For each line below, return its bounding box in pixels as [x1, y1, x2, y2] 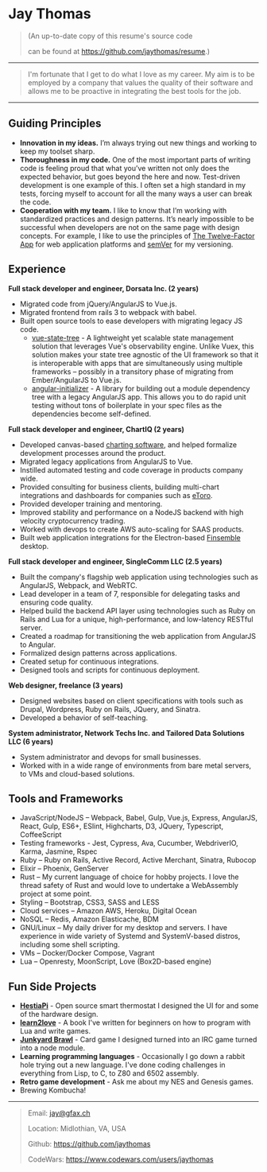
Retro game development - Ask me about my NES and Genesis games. [19, 1077, 254, 1087]
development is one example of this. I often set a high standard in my [19, 180, 246, 189]
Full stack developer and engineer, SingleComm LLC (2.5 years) [8, 556, 222, 566]
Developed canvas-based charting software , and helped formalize [19, 439, 237, 450]
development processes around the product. [19, 448, 166, 458]
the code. [19, 197, 52, 207]
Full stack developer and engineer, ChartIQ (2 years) [8, 424, 185, 434]
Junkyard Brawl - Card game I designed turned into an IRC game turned [19, 1035, 257, 1045]
